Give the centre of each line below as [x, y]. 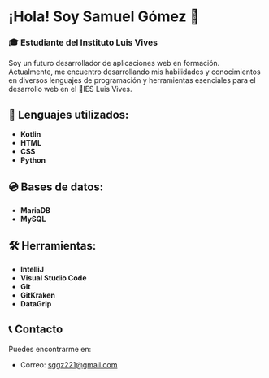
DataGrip [36, 303]
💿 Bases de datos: [56, 187]
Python [33, 160]
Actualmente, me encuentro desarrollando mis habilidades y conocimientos [135, 72]
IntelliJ [32, 269]
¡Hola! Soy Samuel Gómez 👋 [104, 17]
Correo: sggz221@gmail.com [69, 364]
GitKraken [37, 295]
